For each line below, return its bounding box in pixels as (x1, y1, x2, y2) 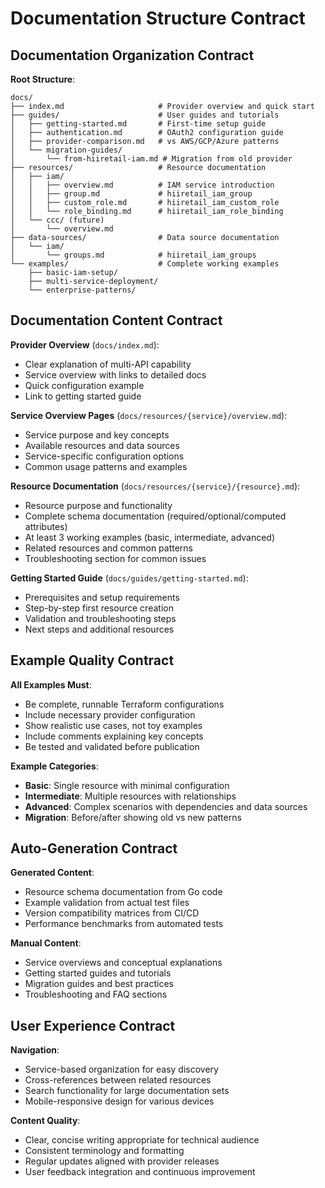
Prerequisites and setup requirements (24, 591, 180, 603)
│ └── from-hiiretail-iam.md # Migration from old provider (10, 154, 293, 164)
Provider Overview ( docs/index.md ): (10, 338, 160, 351)
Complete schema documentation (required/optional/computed (24, 510, 287, 522)
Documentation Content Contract (10, 312, 223, 329)
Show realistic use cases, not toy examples (24, 719, 203, 731)
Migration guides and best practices (24, 978, 174, 990)
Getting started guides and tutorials (24, 967, 172, 979)
